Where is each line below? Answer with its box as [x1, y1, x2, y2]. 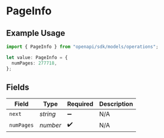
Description [99, 100, 133, 108]
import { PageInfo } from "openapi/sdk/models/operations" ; [6, 44, 159, 50]
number [39, 121, 61, 129]
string [39, 110, 56, 118]
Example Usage [6, 28, 66, 38]
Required [67, 100, 94, 108]
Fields [6, 82, 30, 92]
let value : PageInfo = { [6, 54, 68, 60]
